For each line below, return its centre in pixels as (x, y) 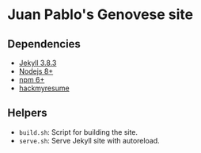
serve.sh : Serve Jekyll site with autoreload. (89, 140)
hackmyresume (44, 88)
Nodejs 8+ (36, 71)
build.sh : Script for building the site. (78, 132)
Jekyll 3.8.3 (38, 63)
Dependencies (44, 44)
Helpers (27, 113)
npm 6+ (32, 80)
